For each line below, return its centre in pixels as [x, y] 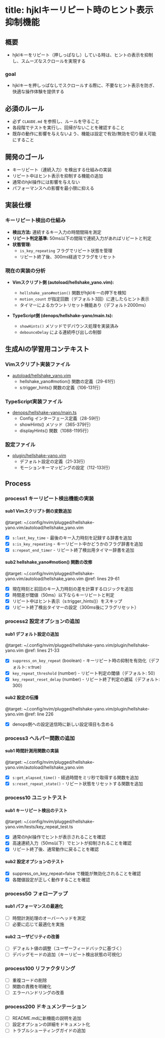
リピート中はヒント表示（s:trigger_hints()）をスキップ [67, 601]
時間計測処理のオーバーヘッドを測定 [49, 918]
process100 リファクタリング [40, 969]
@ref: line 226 [39, 714]
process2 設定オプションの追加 [43, 621]
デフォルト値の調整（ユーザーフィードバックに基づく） [68, 948]
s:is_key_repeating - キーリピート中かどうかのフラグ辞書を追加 [77, 544]
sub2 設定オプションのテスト [35, 862]
